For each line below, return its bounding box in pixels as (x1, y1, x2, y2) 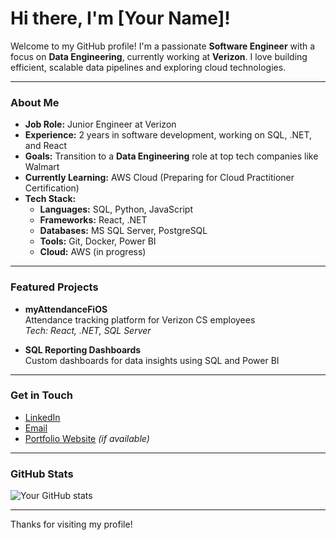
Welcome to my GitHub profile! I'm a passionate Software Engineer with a (10, 40, 316, 52)
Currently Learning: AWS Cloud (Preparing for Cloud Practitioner (24, 172, 295, 184)
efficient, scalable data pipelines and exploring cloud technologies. (10, 61, 287, 73)
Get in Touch (10, 388, 74, 402)
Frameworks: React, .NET (39, 214, 148, 226)
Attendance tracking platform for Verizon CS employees (24, 313, 256, 326)
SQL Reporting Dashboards (24, 343, 142, 356)
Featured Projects (10, 280, 99, 294)
